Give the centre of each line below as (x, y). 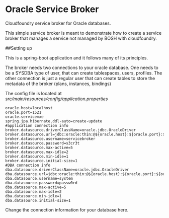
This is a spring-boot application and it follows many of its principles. (77, 58)
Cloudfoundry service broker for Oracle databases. (58, 23)
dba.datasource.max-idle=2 (33, 192)
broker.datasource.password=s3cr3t (43, 143)
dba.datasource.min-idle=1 (33, 196)
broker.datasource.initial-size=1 (41, 161)
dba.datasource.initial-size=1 (38, 200)
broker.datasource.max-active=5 (39, 148)
